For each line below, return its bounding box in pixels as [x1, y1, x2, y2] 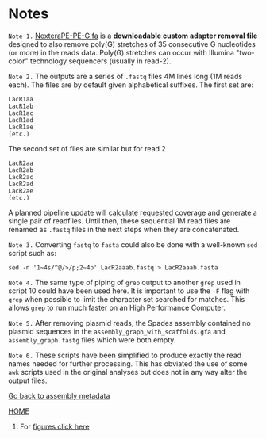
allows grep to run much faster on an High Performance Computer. [8, 303, 226, 312]
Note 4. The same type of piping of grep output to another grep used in [8, 277, 241, 287]
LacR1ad [8, 116, 34, 124]
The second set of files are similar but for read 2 [8, 143, 167, 153]
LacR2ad [8, 180, 34, 188]
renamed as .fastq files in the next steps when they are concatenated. [8, 224, 240, 234]
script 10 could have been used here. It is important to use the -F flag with [8, 286, 250, 296]
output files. [8, 376, 48, 385]
